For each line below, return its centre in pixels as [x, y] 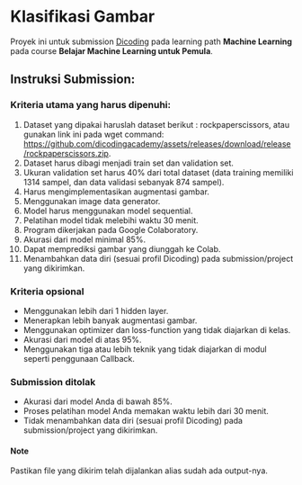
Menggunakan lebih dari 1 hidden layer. [96, 310]
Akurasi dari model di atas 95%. [82, 339]
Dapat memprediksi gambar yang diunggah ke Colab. [122, 248]
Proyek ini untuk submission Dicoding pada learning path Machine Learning [151, 41]
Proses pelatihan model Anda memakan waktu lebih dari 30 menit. [146, 411]
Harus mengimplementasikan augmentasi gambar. [116, 192]
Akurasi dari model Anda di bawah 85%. [98, 401]
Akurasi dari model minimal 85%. [84, 239]
